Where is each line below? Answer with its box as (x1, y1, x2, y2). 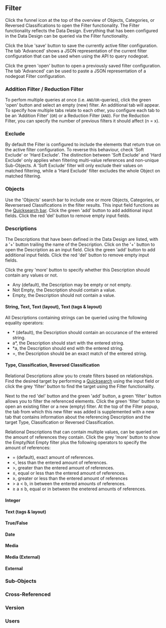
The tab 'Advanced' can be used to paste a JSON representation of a (5, 68, 146, 74)
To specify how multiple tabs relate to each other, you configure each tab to (5, 108, 160, 114)
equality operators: (5, 320, 44, 326)
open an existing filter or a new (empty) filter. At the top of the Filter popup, (5, 403, 159, 409)
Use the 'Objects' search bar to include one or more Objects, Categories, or (5, 197, 160, 203)
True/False (5, 520, 28, 526)
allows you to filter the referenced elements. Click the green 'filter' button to (5, 399, 160, 404)
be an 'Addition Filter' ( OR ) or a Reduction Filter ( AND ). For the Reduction (5, 113, 150, 118)
